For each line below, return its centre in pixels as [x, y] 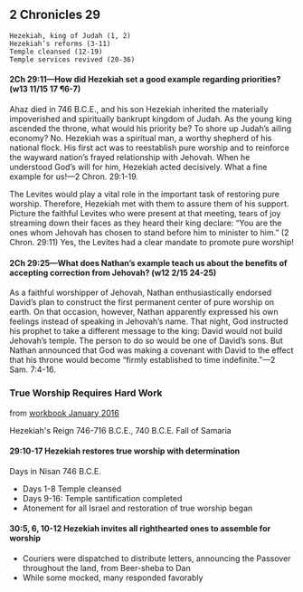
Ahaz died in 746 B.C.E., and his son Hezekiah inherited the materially [139, 110]
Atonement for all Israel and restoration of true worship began [137, 508]
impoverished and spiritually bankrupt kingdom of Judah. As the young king [151, 119]
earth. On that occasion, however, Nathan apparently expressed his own [144, 312]
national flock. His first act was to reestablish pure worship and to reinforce [149, 148]
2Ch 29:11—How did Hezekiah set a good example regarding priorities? [145, 80]
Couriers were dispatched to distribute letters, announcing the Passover [156, 558]
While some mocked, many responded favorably [113, 578]
